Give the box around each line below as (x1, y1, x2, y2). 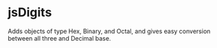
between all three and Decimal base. (8, 34, 111, 42)
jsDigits (8, 5, 52, 20)
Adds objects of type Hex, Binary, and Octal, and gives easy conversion (8, 27, 211, 35)
